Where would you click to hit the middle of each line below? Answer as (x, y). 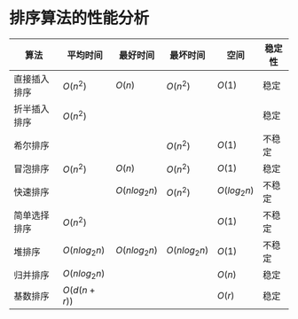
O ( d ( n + (79, 290)
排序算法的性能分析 (79, 18)
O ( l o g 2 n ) (235, 191)
